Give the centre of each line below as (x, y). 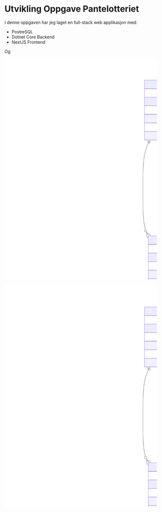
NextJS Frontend (28, 42)
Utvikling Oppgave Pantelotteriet (72, 9)
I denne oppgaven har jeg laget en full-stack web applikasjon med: (71, 22)
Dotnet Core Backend (33, 37)
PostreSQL (22, 32)
